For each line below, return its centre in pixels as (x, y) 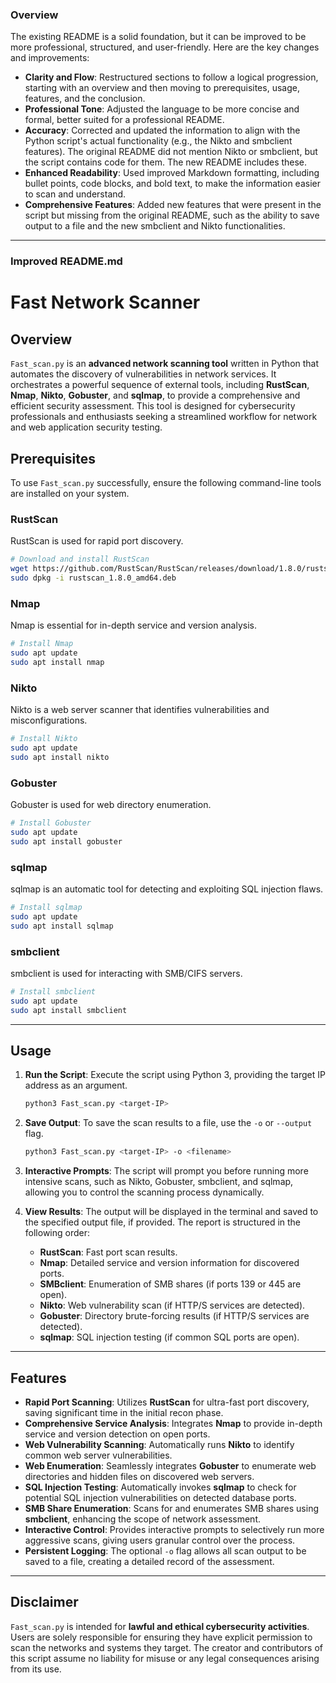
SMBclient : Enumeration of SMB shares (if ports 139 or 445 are (170, 1284)
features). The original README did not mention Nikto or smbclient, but (171, 152)
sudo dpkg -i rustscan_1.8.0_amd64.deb (93, 578)
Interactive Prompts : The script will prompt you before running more (166, 1171)
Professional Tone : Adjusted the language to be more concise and (162, 109)
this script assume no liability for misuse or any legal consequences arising (165, 1658)
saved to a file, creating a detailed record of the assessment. (149, 1561)
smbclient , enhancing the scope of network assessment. (142, 1519)
